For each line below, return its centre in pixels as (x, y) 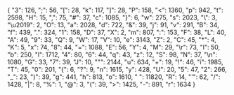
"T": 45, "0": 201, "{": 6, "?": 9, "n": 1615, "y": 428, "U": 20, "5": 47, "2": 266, (117, 70)
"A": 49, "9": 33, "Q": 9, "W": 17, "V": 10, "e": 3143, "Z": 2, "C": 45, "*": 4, (112, 40)
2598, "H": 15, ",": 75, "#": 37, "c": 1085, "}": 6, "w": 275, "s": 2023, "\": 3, (112, 17)
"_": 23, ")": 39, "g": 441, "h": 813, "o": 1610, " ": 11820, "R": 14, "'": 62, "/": (114, 77)
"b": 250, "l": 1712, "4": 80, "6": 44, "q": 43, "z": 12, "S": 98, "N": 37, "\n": (112, 54)
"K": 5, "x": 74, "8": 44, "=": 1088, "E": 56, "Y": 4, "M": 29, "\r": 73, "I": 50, (114, 47)
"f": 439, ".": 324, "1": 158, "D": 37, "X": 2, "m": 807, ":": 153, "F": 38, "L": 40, (117, 32)
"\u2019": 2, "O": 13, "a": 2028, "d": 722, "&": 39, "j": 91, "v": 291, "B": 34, (113, 25)
